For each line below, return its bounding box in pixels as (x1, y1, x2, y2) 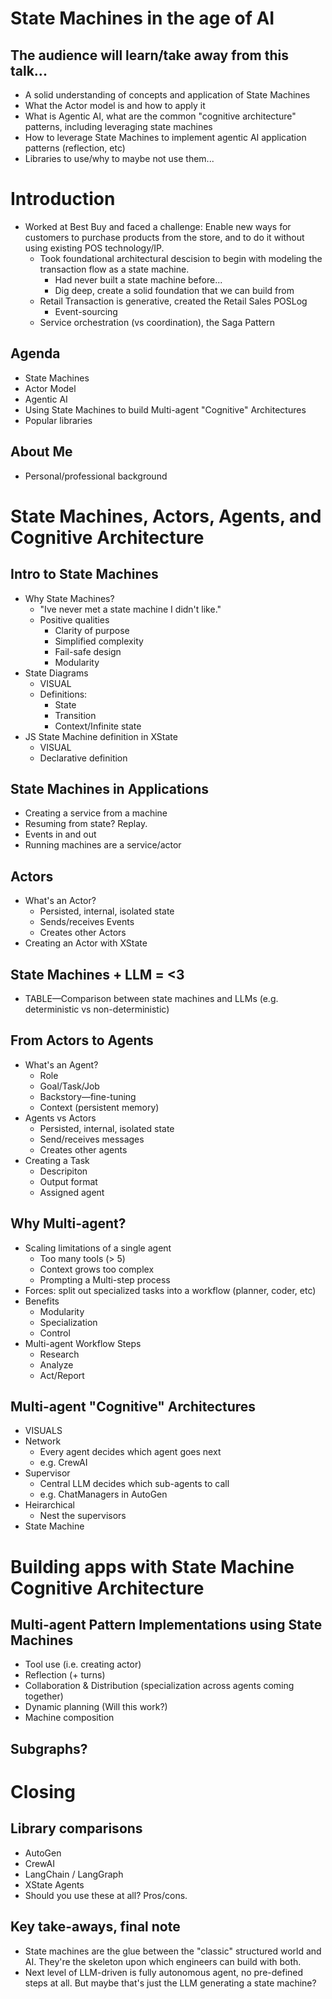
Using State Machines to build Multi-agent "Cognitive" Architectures (24, 403, 307, 416)
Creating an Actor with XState (24, 937, 148, 949)
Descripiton (39, 1165, 88, 1177)
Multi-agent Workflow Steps (24, 1337, 142, 1349)
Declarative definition (39, 752, 128, 764)
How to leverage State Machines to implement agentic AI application (24, 132, 307, 143)
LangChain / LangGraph (24, 1868, 124, 1880)
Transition (54, 709, 97, 721)
